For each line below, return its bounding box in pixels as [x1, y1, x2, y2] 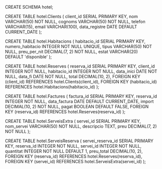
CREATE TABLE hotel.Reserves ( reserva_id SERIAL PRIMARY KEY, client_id [5, 63, 155, 69]
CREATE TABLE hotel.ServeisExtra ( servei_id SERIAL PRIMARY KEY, [5, 118, 141, 124]
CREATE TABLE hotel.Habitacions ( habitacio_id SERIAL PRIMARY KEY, [5, 38, 146, 44]
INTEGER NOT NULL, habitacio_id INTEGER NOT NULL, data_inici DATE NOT [5, 68, 157, 74]
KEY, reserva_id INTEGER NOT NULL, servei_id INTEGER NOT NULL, [5, 143, 142, 149]
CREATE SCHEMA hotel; [5, 4, 53, 10]
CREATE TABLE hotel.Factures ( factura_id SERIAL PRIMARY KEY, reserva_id [5, 93, 157, 99]
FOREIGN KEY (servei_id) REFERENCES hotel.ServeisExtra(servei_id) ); [5, 159, 146, 164]
